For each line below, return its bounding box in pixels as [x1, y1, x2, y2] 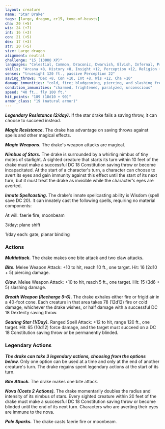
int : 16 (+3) [5, 30, 32, 35]
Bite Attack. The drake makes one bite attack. [5, 378, 99, 384]
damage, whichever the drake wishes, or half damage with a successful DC [5, 304, 158, 310]
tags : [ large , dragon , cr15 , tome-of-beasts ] [5, 16, 100, 21]
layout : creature [5, 7, 41, 12]
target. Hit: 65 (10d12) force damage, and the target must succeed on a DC [5, 325, 156, 330]
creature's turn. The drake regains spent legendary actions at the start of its [5, 363, 159, 369]
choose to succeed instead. [5, 118, 61, 124]
